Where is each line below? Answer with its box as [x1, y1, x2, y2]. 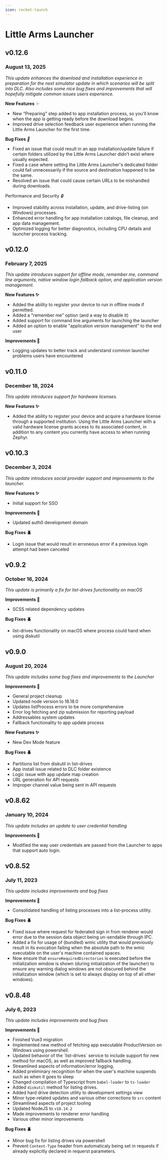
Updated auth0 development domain [12, 519, 88, 525]
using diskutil [12, 633, 40, 639]
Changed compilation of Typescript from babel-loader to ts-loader [12, 1079, 151, 1085]
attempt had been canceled [12, 546, 69, 552]
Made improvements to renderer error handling [12, 1111, 109, 1117]
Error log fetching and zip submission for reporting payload [12, 709, 134, 715]
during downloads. [12, 183, 51, 189]
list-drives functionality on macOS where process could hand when [12, 628, 151, 634]
